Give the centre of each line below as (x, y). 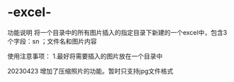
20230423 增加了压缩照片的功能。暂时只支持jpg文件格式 (90, 71)
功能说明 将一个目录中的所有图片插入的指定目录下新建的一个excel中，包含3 (117, 32)
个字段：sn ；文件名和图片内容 (52, 41)
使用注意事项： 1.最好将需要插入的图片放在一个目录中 (85, 56)
